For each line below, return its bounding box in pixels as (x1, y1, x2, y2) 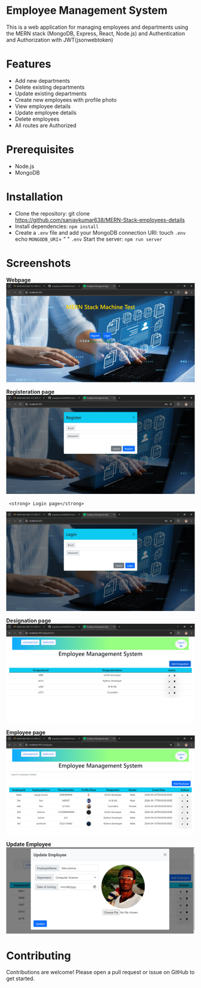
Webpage (6, 276, 31, 283)
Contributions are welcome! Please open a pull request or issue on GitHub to (6, 969, 195, 976)
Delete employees (14, 115, 60, 122)
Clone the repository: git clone (14, 209, 90, 217)
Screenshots (6, 256, 71, 270)
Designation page (6, 616, 51, 624)
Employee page (6, 729, 46, 736)
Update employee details (14, 109, 77, 116)
